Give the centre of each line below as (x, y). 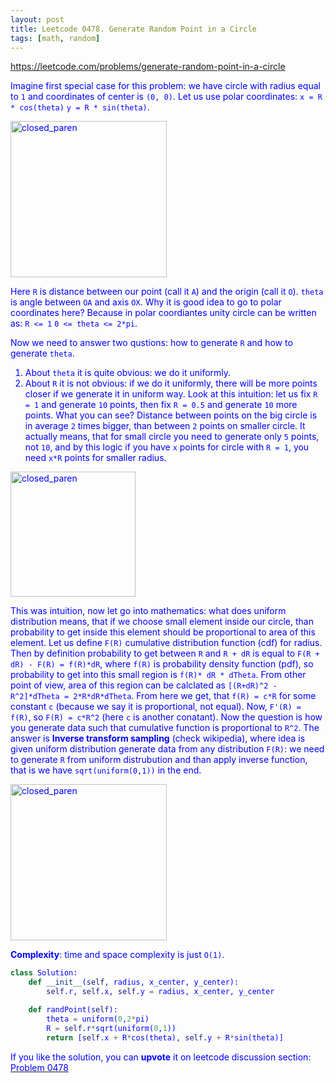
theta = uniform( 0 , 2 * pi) (98, 1019)
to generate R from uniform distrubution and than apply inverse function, (159, 760)
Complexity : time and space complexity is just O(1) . (117, 955)
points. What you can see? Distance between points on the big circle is (171, 415)
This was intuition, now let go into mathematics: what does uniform (148, 611)
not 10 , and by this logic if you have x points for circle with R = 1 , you (167, 447)
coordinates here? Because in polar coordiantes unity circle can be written (163, 313)
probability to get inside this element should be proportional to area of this (163, 632)
